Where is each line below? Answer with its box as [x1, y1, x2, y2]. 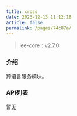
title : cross [6, 8, 38, 15]
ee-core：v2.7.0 [20, 42, 60, 49]
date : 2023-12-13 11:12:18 [6, 14, 72, 20]
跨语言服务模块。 [6, 72, 47, 79]
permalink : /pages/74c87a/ [6, 25, 72, 31]
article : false [6, 19, 43, 25]
